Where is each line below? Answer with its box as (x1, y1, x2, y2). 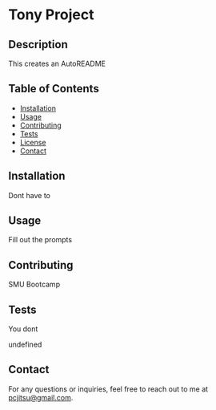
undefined (8, 339, 42, 350)
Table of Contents (8, 82, 100, 95)
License (19, 137, 46, 147)
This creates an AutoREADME (8, 59, 106, 68)
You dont (8, 324, 38, 334)
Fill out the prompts (8, 235, 73, 245)
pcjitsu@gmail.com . (8, 392, 74, 402)
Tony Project (8, 6, 94, 24)
